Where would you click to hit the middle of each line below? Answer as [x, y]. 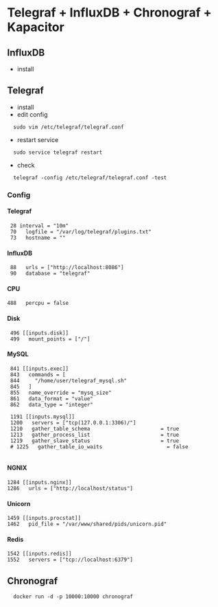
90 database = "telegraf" [50, 274]
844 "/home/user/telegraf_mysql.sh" [69, 380]
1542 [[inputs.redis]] [39, 554]
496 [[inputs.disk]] [39, 333]
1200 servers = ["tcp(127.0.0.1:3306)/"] [73, 423]
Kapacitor [36, 27]
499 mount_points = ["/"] [50, 339]
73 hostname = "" [38, 238]
